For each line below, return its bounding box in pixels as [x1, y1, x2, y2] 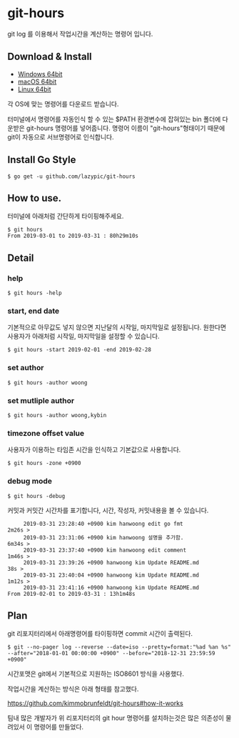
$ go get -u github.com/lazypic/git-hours [7, 173, 136, 180]
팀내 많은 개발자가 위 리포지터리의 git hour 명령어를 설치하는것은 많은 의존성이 [7, 714, 225, 722]
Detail [7, 251, 34, 264]
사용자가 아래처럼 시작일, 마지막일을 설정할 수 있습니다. [7, 332, 160, 341]
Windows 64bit [17, 69, 63, 78]
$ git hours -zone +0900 [7, 459, 81, 467]
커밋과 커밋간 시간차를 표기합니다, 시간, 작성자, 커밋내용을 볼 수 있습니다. [7, 506, 209, 514]
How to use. [7, 191, 62, 204]
